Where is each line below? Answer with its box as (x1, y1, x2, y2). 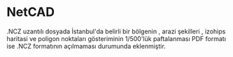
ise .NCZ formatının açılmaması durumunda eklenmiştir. (6, 42, 166, 50)
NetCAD (6, 4, 55, 20)
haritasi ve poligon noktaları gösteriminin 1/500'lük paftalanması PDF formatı (6, 34, 227, 42)
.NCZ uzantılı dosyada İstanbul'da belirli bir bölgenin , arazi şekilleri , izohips (6, 27, 226, 35)
